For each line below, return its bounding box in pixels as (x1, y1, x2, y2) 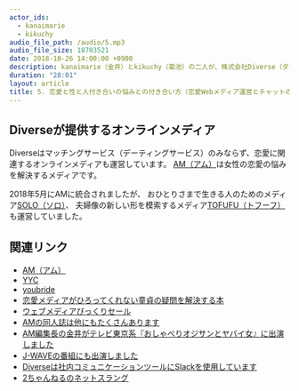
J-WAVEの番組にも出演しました (21, 350, 139, 361)
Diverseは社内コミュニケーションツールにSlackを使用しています (21, 362, 258, 372)
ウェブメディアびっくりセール (21, 306, 132, 316)
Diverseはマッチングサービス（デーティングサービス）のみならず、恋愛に (9, 148, 278, 158)
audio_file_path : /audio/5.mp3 (9, 37, 125, 47)
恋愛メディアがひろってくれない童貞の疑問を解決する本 (21, 295, 224, 306)
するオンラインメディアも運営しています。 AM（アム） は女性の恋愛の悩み (16, 159, 287, 170)
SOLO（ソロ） (17, 200, 66, 211)
